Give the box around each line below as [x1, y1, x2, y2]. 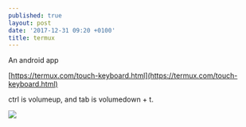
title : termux [8, 33, 56, 42]
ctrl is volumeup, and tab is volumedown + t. [8, 94, 154, 104]
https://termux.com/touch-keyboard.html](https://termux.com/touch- [10, 71, 238, 80]
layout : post [8, 19, 52, 27]
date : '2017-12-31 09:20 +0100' [8, 26, 115, 34]
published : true [8, 11, 62, 20]
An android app [8, 56, 59, 65]
